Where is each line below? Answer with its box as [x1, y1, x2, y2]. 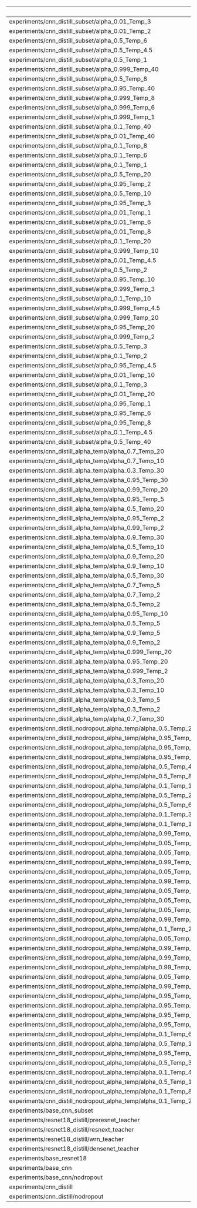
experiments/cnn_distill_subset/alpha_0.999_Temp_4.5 [9, 304, 161, 312]
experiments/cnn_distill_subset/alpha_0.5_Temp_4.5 [9, 46, 153, 54]
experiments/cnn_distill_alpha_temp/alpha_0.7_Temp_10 [9, 457, 165, 465]
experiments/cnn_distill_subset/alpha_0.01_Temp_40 [9, 132, 155, 140]
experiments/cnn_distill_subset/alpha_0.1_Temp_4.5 [9, 429, 153, 436]
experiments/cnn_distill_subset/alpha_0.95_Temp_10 [9, 276, 155, 283]
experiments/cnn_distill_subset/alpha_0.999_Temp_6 [9, 103, 155, 111]
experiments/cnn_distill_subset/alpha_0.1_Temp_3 [9, 380, 148, 389]
